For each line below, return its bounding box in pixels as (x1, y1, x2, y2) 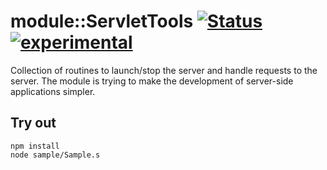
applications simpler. (10, 85, 96, 97)
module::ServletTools (10, 10, 194, 33)
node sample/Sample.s (10, 150, 101, 160)
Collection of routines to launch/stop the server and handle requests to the (10, 64, 318, 76)
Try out (10, 115, 57, 132)
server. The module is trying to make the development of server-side (10, 75, 294, 87)
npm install (10, 141, 60, 151)
